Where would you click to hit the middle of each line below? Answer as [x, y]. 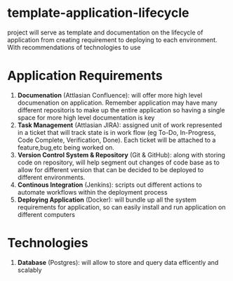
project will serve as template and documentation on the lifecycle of [105, 32]
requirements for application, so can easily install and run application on [121, 207]
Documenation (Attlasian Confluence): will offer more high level [110, 95]
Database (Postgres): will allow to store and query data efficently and [118, 262]
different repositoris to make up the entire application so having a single [121, 110]
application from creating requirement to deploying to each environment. [112, 39]
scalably [29, 270]
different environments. [51, 177]
